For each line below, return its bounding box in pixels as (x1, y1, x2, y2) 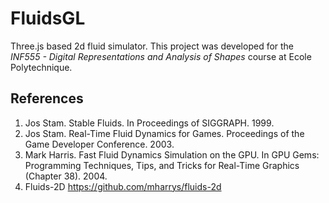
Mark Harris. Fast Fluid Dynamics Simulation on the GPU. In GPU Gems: (24, 148, 320, 161)
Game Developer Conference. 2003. (24, 138, 175, 150)
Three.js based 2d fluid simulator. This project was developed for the (10, 40, 295, 52)
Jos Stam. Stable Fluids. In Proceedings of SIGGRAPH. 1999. (24, 117, 275, 129)
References (10, 90, 84, 107)
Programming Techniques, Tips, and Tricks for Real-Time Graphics (24, 159, 300, 171)
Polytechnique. (10, 61, 73, 73)
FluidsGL (10, 7, 86, 30)
